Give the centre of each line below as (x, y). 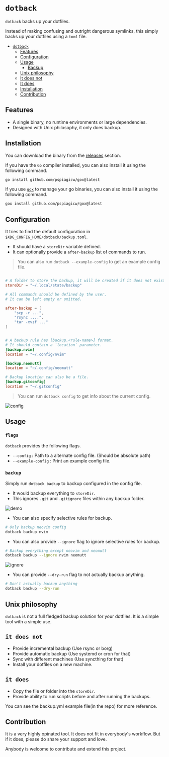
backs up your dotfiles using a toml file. (46, 36)
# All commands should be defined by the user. (56, 294)
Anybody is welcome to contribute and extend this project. (66, 749)
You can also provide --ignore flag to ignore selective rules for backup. (87, 541)
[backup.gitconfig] (26, 382)
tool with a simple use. (28, 621)
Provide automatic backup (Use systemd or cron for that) (71, 653)
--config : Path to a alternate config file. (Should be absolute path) (81, 455)
